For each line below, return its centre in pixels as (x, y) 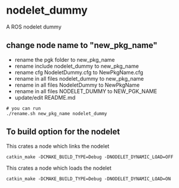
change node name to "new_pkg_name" (82, 45)
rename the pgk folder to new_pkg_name (65, 59)
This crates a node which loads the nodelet (59, 168)
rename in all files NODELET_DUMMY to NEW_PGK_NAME (86, 91)
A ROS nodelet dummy (34, 27)
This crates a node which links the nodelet (58, 146)
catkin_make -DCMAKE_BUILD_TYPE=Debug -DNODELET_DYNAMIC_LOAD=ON (88, 179)
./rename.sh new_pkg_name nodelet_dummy (57, 113)
